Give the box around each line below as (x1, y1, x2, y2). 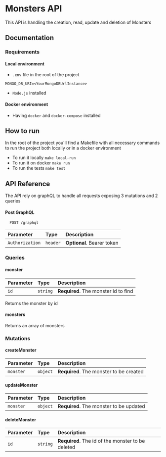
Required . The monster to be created (57, 368, 144, 375)
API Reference (5, 179, 50, 188)
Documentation (5, 34, 54, 42)
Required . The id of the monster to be (57, 438, 145, 445)
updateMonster (5, 382, 38, 388)
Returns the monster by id (5, 300, 58, 306)
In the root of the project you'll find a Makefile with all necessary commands (5, 140, 160, 146)
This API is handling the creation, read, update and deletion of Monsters (5, 19, 152, 25)
